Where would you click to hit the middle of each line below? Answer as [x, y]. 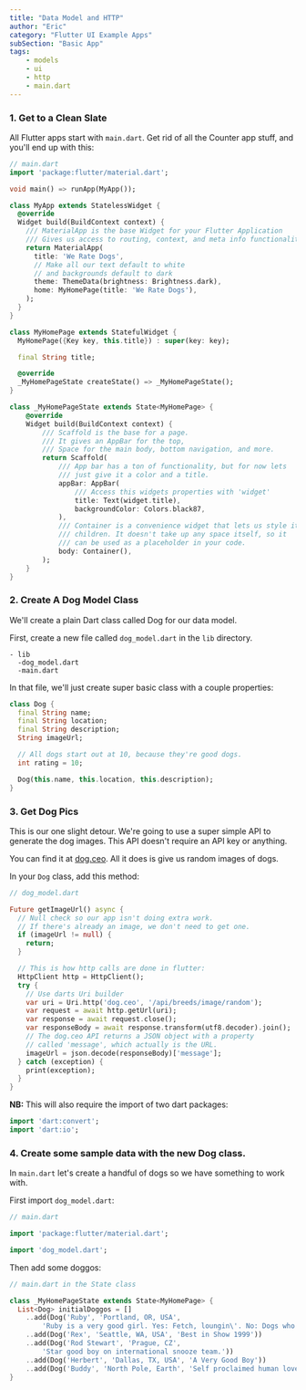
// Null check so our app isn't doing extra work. [116, 918]
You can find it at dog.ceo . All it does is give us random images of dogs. [144, 858]
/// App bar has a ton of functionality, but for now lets [172, 466]
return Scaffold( [75, 458]
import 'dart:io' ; [44, 1130]
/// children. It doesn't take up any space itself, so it [172, 535]
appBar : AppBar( [89, 483]
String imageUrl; [51, 738]
